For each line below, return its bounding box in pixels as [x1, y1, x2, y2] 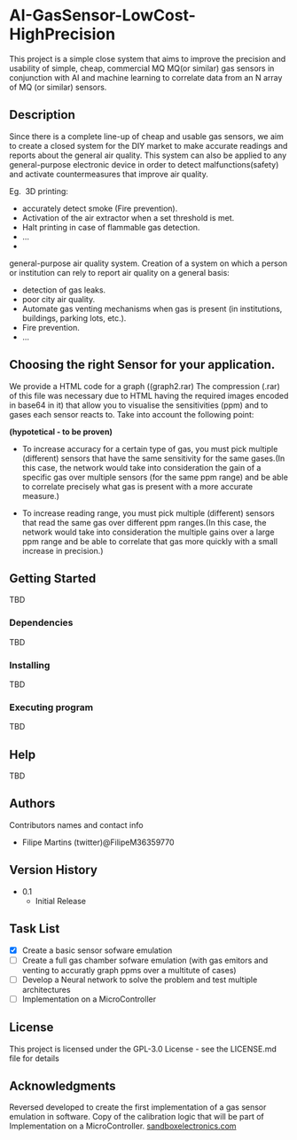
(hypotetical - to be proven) [9, 426, 113, 437]
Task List [9, 921, 60, 936]
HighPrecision [9, 24, 116, 44]
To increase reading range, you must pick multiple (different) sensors [21, 507, 275, 519]
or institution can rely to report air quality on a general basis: [9, 267, 231, 277]
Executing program [9, 701, 94, 714]
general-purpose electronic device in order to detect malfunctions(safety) [9, 159, 279, 169]
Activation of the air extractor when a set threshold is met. [21, 212, 235, 223]
